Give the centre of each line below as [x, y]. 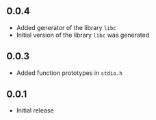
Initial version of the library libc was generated [83, 35]
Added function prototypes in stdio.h [69, 73]
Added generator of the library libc [66, 27]
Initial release [35, 110]
